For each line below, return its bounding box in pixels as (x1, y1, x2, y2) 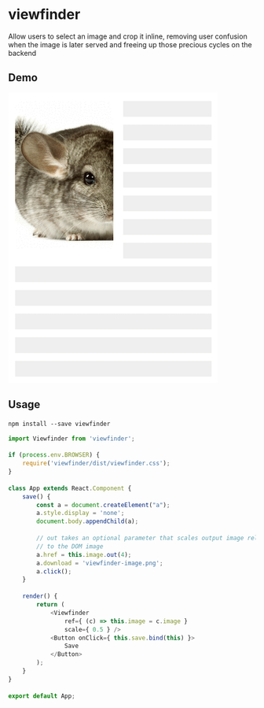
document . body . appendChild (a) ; (36, 517, 139, 525)
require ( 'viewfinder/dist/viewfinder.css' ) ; (22, 459, 170, 468)
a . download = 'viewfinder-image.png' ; (36, 559, 163, 567)
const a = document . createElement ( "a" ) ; (36, 501, 170, 509)
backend (8, 48, 37, 57)
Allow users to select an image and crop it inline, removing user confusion (8, 32, 247, 41)
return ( (36, 601, 65, 609)
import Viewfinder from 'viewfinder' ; (8, 435, 135, 443)
